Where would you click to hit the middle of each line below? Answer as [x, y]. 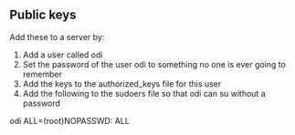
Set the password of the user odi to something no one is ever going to [154, 64]
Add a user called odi [63, 55]
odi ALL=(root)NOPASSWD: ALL [69, 120]
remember [42, 74]
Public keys [43, 15]
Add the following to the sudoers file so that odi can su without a [144, 93]
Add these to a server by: [57, 36]
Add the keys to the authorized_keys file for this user [122, 83]
